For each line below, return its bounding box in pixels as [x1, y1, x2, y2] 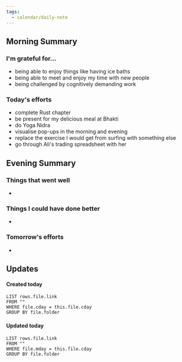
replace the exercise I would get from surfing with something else [14, 134, 177, 142]
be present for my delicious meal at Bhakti [14, 115, 119, 122]
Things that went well [6, 176, 70, 184]
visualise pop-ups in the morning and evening [14, 128, 128, 135]
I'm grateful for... [6, 54, 57, 63]
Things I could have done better [6, 204, 100, 213]
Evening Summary [6, 158, 76, 168]
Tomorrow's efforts [6, 233, 64, 241]
